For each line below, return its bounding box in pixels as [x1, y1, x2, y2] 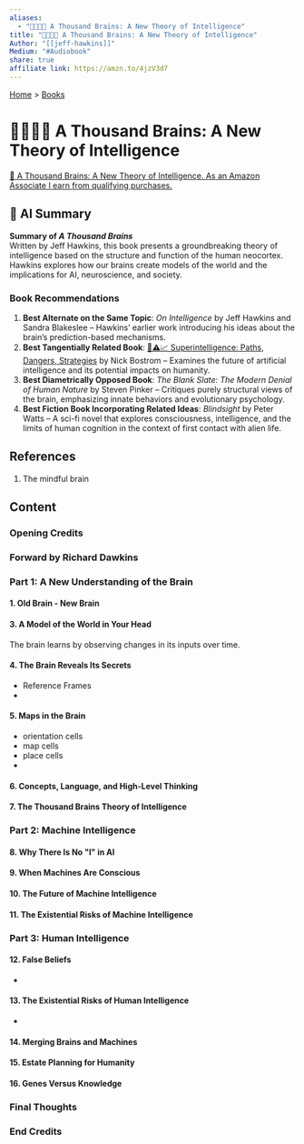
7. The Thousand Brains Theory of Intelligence [9, 801, 188, 812]
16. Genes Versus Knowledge [9, 1078, 123, 1089]
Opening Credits [9, 527, 83, 539]
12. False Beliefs [9, 954, 72, 965]
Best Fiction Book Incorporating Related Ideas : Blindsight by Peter [22, 403, 274, 414]
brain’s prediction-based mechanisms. [22, 331, 166, 342]
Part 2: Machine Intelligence [9, 824, 136, 837]
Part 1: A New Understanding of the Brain [9, 575, 193, 587]
